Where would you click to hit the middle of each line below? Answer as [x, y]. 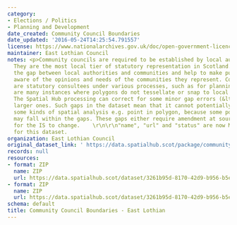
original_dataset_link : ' [45, 145]
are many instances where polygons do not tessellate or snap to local [121, 92]
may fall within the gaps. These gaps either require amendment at [115, 118]
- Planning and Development [49, 27]
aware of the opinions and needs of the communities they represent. [118, 79]
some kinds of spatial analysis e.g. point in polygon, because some [118, 112]
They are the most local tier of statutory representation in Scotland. [123, 66]
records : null [28, 152]
